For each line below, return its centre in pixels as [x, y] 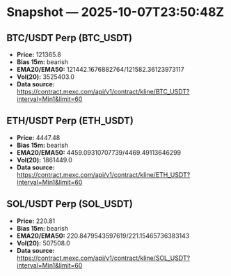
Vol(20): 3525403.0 [45, 77]
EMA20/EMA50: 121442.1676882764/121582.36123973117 [101, 69]
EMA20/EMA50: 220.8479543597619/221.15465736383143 [103, 236]
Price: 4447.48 [38, 137]
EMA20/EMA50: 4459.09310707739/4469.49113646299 [99, 152]
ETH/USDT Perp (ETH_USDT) [70, 121]
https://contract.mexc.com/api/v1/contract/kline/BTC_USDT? [103, 92]
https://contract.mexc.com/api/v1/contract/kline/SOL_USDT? [103, 258]
